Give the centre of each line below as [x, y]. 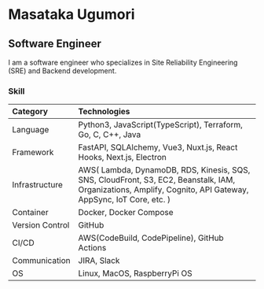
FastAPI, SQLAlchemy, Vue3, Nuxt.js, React [158, 147]
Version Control [41, 225]
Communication [41, 261]
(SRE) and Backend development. [62, 71]
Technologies [104, 112]
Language [31, 130]
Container [30, 213]
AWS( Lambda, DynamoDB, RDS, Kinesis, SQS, [164, 170]
